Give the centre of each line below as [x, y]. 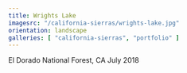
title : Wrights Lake [43, 15]
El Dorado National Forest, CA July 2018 [74, 60]
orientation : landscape [48, 30]
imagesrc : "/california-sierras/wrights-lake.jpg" [94, 23]
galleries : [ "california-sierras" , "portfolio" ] [94, 38]
